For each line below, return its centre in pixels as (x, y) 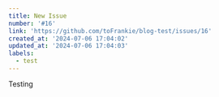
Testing (21, 84)
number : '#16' (32, 23)
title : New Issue (38, 16)
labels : (21, 53)
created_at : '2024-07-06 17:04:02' (69, 38)
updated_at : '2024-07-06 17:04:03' (69, 46)
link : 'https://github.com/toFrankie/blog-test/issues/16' (110, 31)
